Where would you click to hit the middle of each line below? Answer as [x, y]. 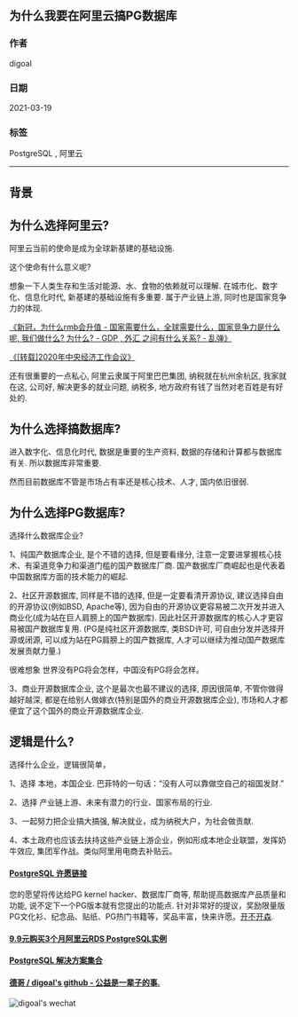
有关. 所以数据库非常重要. [55, 463]
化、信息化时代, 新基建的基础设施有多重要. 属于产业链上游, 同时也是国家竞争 [148, 297]
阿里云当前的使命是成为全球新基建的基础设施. [92, 248]
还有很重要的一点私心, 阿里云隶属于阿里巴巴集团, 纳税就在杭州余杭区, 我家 [144, 376]
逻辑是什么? [42, 741]
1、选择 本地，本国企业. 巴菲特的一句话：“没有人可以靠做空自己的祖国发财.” [147, 783]
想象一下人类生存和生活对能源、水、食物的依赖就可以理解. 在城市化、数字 [143, 286]
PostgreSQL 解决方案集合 [56, 960]
